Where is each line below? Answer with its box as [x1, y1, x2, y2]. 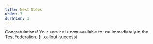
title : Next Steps [5, 7, 42, 12]
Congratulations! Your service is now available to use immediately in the [5, 29, 149, 35]
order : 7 [5, 11, 23, 16]
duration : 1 [5, 16, 29, 21]
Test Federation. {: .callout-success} [5, 34, 78, 40]
